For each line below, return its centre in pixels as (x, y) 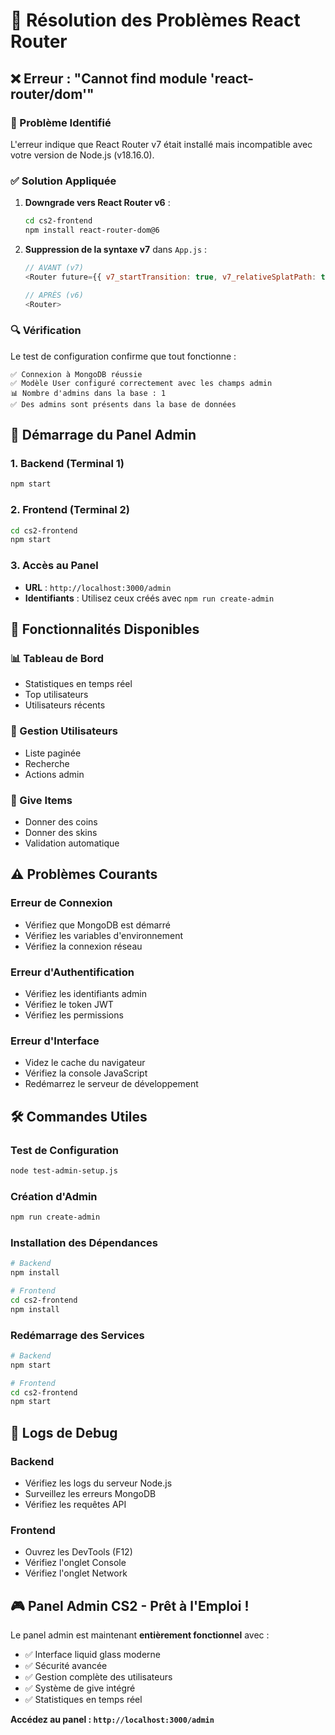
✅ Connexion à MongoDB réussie (76, 374)
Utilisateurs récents (65, 705)
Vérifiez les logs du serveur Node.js (98, 1483)
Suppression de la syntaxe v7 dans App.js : (116, 249)
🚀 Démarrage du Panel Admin (103, 435)
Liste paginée (53, 753)
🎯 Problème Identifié (61, 122)
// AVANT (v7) (54, 267)
